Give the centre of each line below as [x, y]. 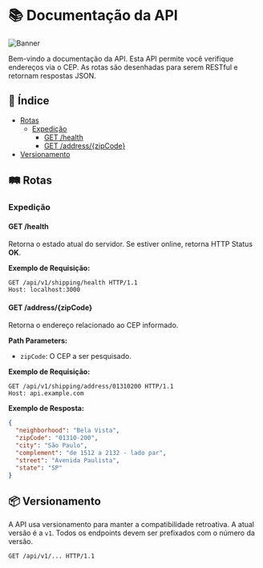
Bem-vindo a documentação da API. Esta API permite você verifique [121, 58]
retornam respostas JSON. [52, 75]
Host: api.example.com [46, 393]
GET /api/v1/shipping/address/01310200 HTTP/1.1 [91, 387]
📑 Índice [29, 101]
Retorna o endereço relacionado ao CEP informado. [93, 325]
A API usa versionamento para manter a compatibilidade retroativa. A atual [131, 525]
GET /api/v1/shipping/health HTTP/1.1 [73, 283]
